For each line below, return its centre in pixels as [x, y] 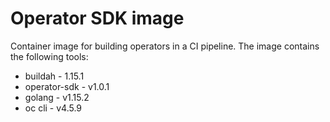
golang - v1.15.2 [57, 97]
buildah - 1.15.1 [54, 76]
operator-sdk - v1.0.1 [67, 86]
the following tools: [49, 56]
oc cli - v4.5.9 [53, 108]
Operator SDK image [97, 18]
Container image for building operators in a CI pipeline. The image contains [165, 46]
